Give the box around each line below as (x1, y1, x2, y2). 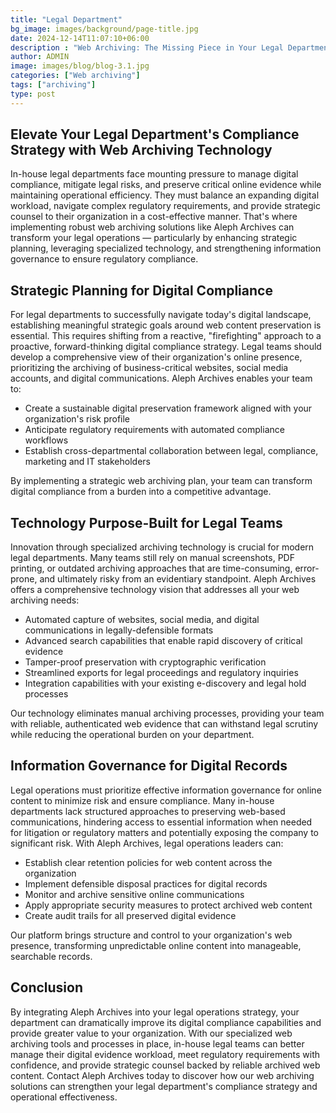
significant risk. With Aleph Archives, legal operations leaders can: (10, 837, 284, 849)
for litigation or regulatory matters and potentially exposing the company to (10, 826, 320, 838)
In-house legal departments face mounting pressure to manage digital (10, 168, 299, 180)
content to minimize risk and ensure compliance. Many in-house (10, 794, 275, 806)
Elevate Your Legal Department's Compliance (10, 126, 300, 143)
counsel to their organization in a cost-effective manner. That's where (10, 211, 298, 223)
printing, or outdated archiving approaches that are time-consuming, (10, 562, 293, 575)
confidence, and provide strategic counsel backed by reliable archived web (10, 1059, 321, 1071)
